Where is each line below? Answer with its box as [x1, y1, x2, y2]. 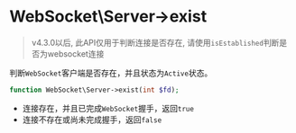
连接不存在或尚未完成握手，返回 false [22, 114, 162, 125]
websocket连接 [47, 48, 105, 59]
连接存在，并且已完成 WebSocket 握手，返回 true [22, 102, 194, 113]
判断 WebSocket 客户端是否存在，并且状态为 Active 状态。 [9, 67, 213, 78]
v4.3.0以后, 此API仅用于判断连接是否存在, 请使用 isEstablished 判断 [31, 37, 280, 48]
